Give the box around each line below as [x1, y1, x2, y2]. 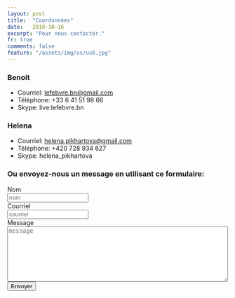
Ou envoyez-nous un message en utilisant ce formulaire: [7, 169, 205, 179]
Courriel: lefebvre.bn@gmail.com [17, 88, 114, 97]
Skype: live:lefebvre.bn [17, 103, 84, 112]
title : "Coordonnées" [7, 17, 74, 24]
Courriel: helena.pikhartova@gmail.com [17, 137, 132, 145]
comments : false [7, 43, 55, 50]
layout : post [7, 10, 46, 18]
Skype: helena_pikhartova [17, 151, 93, 160]
